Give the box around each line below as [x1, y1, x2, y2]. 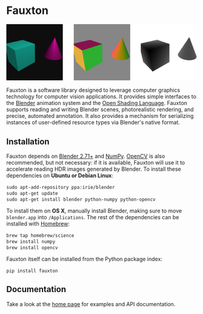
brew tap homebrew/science [6, 232, 75, 239]
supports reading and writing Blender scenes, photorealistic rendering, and [6, 106, 194, 113]
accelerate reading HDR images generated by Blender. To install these [6, 165, 181, 172]
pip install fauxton [6, 268, 59, 274]
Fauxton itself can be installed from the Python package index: [6, 255, 162, 262]
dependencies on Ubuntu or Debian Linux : [6, 171, 114, 179]
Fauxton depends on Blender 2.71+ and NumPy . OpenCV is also [6, 152, 165, 160]
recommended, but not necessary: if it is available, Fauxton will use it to [6, 159, 185, 166]
